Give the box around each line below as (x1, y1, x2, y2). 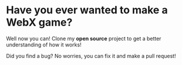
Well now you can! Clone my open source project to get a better (6, 35, 161, 42)
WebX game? (6, 16, 73, 29)
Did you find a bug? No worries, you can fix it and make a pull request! (6, 52, 176, 59)
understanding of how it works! (6, 41, 82, 48)
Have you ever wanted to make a (6, 3, 168, 17)
